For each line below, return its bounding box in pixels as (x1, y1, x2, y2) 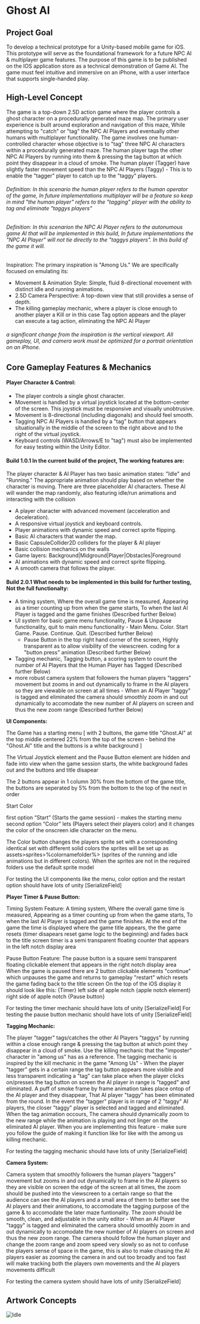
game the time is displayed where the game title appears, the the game (6, 924, 181, 932)
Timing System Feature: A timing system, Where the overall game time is (6, 905, 185, 912)
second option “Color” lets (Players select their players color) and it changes (6, 820, 195, 827)
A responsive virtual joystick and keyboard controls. (14, 520, 143, 527)
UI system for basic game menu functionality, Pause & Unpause (14, 617, 172, 624)
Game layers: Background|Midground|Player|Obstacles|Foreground (14, 552, 181, 559)
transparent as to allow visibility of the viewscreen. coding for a (23, 642, 180, 650)
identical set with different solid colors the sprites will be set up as (6, 845, 169, 852)
